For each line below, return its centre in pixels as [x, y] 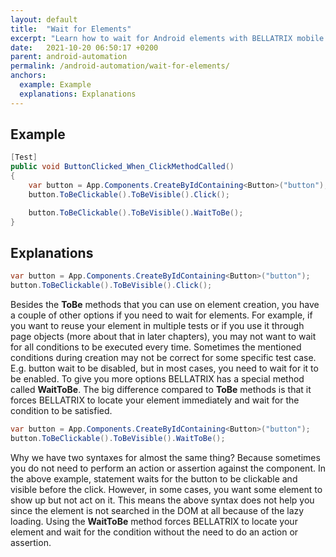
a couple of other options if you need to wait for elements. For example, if [161, 315]
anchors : [28, 76]
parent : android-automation [69, 57]
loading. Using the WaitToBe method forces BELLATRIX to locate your [154, 521]
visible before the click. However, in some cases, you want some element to [166, 489]
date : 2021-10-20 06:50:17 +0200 [84, 47]
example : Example [55, 85]
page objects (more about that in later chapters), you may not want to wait [163, 337]
